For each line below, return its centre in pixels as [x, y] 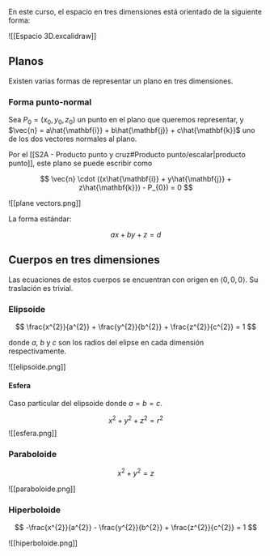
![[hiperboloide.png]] [43, 543]
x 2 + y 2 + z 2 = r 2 [136, 419]
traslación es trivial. [41, 288]
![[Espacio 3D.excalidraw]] [53, 36]
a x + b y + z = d [136, 234]
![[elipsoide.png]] [37, 367]
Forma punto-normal [50, 102]
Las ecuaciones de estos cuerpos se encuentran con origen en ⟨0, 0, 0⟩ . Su [133, 280]
